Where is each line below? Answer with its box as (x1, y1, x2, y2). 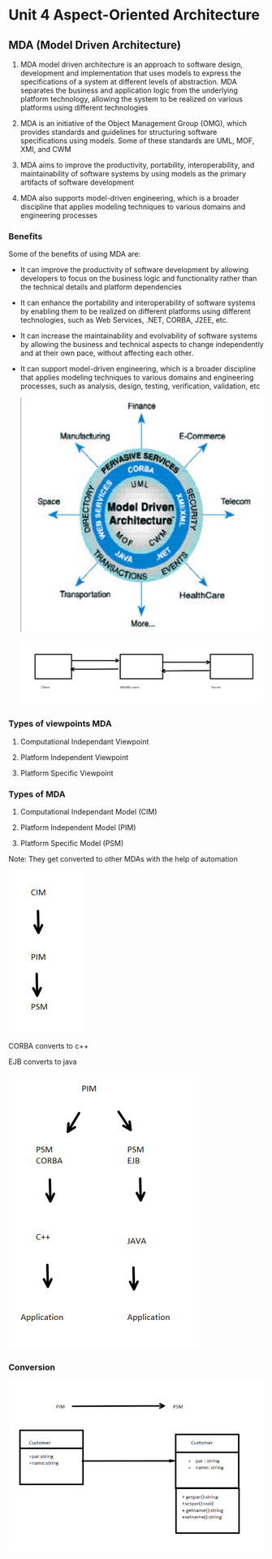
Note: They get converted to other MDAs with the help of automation (8, 854, 238, 864)
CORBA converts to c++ (8, 1041, 89, 1051)
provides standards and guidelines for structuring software (19, 128, 218, 137)
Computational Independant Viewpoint (19, 736, 149, 746)
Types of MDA (8, 788, 66, 800)
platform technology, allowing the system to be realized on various (19, 94, 244, 103)
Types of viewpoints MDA (8, 718, 112, 729)
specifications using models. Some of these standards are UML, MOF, (19, 136, 255, 145)
